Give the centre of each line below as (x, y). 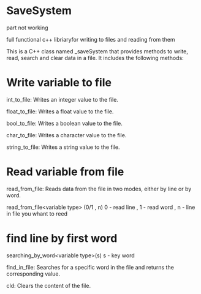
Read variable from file (65, 172)
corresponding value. (33, 274)
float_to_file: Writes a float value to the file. (60, 111)
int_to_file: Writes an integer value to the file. (62, 99)
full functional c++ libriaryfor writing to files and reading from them (91, 39)
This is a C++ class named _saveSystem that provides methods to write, (97, 51)
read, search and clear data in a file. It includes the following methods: (95, 58)
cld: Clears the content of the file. (48, 285)
